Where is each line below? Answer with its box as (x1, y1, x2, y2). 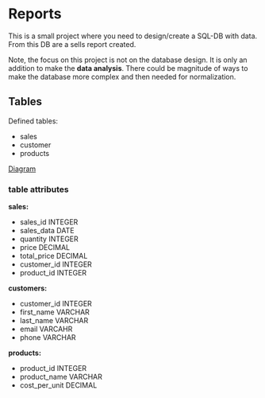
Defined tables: (8, 116, 58, 126)
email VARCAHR (19, 324, 73, 334)
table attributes (8, 184, 69, 195)
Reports (8, 5, 62, 23)
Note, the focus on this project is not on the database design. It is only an (8, 55, 248, 64)
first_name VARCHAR (19, 307, 90, 317)
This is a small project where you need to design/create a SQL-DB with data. (8, 31, 258, 41)
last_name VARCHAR (19, 316, 89, 326)
